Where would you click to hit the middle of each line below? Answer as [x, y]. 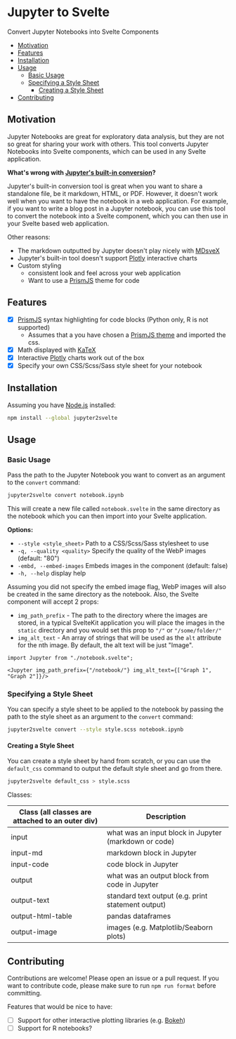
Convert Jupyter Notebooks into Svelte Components [83, 32]
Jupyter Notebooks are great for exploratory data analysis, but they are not [116, 136]
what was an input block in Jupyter [164, 833]
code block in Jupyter [143, 864]
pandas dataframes [139, 916]
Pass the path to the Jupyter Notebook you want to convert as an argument [117, 475]
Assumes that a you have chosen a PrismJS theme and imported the [127, 335]
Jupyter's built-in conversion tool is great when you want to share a [105, 186]
